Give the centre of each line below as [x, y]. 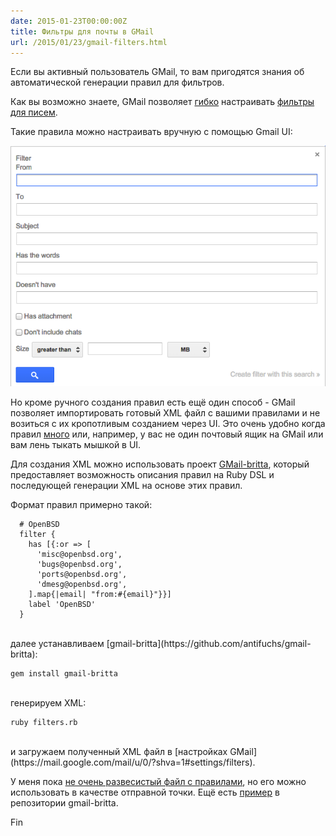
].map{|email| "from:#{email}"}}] [100, 594]
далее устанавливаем [57, 643]
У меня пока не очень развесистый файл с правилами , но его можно [158, 781]
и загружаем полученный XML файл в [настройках [119, 751]
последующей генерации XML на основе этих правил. [126, 485]
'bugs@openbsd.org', [79, 564]
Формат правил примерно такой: [81, 504]
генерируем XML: [48, 702]
